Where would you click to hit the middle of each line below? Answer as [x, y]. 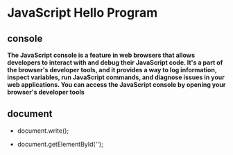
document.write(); [43, 131]
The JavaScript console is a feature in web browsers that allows [101, 55]
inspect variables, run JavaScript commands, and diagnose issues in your [116, 77]
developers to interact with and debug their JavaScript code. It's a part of [115, 63]
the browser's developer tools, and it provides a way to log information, [112, 70]
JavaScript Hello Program [83, 13]
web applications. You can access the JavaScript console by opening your [116, 84]
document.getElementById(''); [60, 144]
